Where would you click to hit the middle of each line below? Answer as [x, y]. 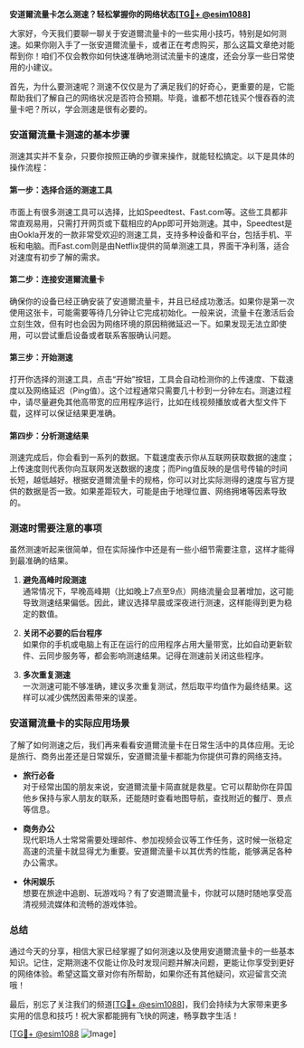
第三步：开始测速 [41, 357]
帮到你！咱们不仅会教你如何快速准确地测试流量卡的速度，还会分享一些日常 [148, 56]
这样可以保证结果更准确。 [72, 413]
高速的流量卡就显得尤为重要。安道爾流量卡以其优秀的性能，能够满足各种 [157, 851]
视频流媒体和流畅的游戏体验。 [86, 904]
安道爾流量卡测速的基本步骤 [70, 135]
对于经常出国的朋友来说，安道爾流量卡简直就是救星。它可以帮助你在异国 [157, 787]
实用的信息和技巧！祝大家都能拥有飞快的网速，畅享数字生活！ [124, 1015]
